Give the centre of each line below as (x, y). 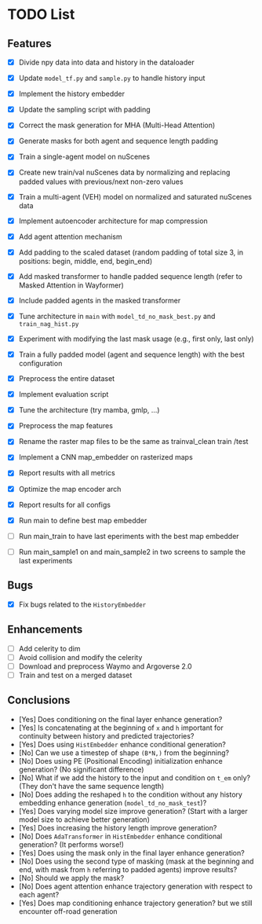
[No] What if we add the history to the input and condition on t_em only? (135, 777)
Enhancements (45, 630)
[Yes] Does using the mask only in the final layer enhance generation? (131, 852)
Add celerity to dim (49, 648)
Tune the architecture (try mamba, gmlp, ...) (89, 410)
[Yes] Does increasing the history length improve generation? (118, 827)
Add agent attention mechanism (70, 236)
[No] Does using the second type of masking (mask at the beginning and (136, 861)
